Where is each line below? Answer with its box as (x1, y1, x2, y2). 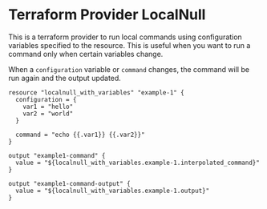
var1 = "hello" (22, 102, 74, 111)
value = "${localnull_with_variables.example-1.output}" (15, 187, 210, 195)
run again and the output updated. (8, 73, 122, 82)
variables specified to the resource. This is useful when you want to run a (8, 40, 251, 50)
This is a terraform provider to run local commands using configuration (8, 32, 242, 42)
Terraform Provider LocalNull (8, 6, 206, 24)
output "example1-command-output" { (8, 179, 131, 187)
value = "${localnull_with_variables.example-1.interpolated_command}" (15, 159, 261, 167)
